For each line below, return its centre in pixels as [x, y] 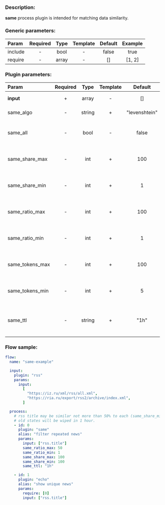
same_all [18, 132]
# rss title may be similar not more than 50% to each [71, 416]
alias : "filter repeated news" [50, 434]
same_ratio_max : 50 [43, 448]
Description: [20, 7]
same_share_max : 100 [44, 457]
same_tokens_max [29, 264]
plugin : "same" [34, 430]
